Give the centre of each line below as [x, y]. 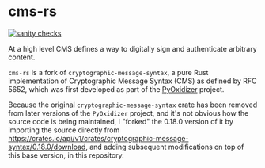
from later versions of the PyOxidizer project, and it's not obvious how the [129, 113]
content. [22, 57]
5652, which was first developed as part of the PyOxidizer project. [116, 89]
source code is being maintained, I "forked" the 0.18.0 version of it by [121, 121]
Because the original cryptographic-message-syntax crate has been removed [133, 105]
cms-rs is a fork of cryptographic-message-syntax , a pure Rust [108, 72]
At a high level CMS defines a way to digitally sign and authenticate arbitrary [132, 48]
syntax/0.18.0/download [47, 147]
